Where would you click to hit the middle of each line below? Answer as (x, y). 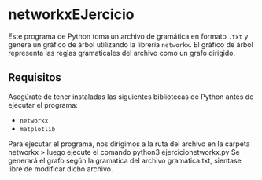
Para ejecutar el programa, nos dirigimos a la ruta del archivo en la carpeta (129, 144)
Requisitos (35, 77)
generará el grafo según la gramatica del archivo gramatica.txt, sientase (125, 160)
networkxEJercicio (71, 15)
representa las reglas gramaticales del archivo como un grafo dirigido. (122, 53)
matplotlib (37, 129)
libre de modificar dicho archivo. (61, 169)
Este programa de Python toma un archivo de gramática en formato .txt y (128, 36)
